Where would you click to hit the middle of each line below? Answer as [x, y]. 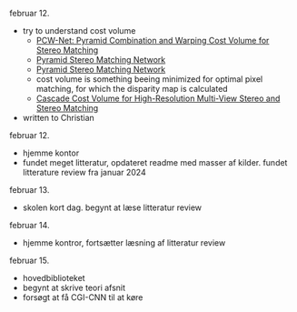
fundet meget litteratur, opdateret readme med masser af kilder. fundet [155, 162]
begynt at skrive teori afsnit [74, 287]
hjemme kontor [51, 153]
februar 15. [30, 260]
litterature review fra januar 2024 [84, 172]
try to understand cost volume [79, 30]
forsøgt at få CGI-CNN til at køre [83, 297]
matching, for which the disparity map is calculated [132, 89]
